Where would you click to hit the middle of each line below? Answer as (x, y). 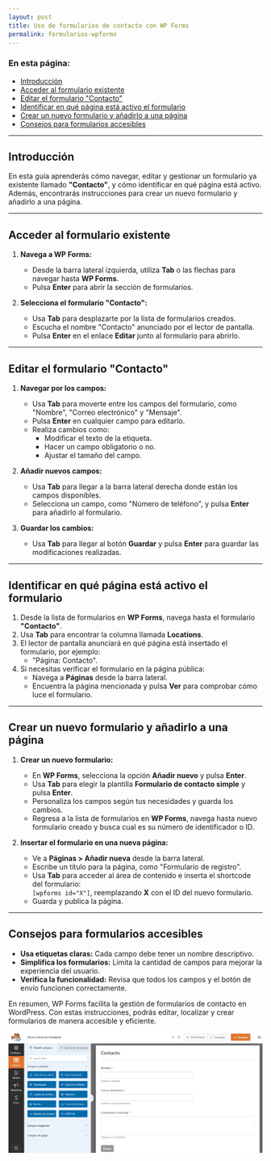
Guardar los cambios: (57, 528)
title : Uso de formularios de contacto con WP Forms (99, 25)
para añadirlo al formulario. (77, 512)
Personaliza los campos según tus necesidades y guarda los (133, 801)
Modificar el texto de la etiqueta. (98, 438)
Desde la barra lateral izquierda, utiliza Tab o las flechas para (133, 270)
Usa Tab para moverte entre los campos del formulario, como (134, 404)
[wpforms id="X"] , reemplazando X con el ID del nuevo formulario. (142, 892)
